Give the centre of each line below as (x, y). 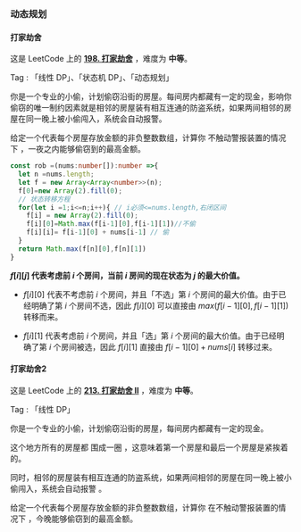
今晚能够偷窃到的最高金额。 (86, 519)
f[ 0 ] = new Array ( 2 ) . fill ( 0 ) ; (71, 191)
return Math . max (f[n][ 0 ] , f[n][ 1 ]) (82, 249)
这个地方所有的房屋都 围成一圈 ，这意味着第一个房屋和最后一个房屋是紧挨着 (149, 447)
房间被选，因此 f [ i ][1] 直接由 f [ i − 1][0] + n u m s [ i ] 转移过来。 (169, 346)
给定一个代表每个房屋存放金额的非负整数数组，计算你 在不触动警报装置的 (144, 507)
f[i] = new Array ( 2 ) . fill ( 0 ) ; (83, 216)
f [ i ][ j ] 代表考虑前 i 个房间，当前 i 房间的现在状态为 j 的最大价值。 (127, 275)
